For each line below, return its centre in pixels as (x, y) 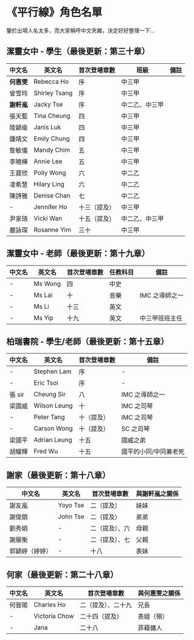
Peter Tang (49, 417)
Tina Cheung (52, 115)
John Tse (71, 517)
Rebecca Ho (51, 81)
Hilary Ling (49, 184)
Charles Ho (50, 604)
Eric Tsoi (46, 383)
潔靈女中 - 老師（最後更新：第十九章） (78, 254)
